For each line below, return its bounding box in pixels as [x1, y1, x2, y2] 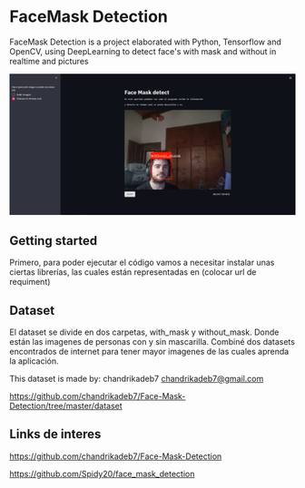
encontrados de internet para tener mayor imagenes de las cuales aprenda [9, 346, 290, 357]
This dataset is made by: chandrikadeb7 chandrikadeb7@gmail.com [9, 374, 264, 385]
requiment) [9, 277, 51, 288]
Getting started [9, 233, 98, 249]
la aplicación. [9, 356, 59, 366]
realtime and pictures [9, 55, 89, 66]
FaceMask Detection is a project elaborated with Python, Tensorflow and [9, 36, 281, 47]
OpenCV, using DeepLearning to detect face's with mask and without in [9, 45, 277, 56]
